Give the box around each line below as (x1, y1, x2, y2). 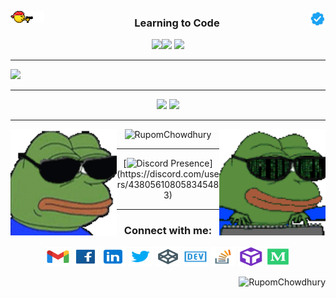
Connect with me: (123, 224, 213, 238)
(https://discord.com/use (116, 168, 220, 180)
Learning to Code (134, 16, 220, 30)
